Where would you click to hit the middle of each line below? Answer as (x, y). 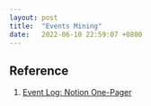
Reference (39, 71)
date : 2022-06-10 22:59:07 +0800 (76, 34)
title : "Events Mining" (56, 26)
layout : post (34, 18)
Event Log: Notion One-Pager (77, 93)
